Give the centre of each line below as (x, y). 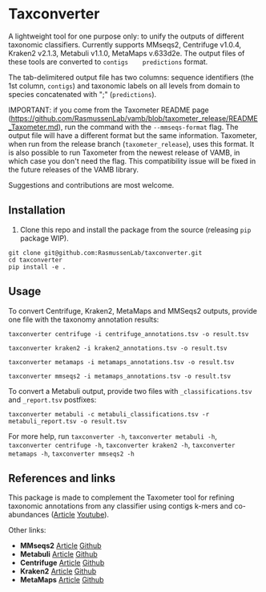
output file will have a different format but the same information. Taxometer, (133, 135)
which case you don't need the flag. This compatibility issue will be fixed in (132, 160)
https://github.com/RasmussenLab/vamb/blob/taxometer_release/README (134, 118)
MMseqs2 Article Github (60, 545)
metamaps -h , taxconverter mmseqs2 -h (71, 453)
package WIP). (44, 238)
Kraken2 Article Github (58, 571)
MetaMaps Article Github (62, 580)
